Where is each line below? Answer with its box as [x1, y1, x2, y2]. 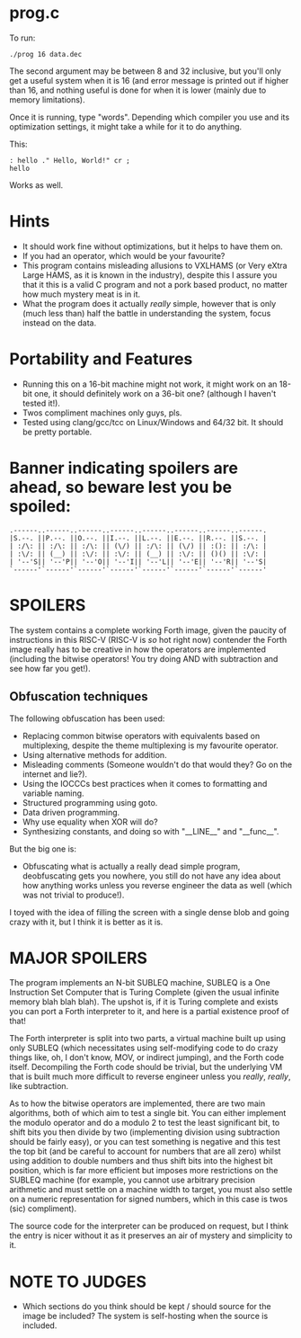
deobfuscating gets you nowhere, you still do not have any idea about [22, 870, 281, 881]
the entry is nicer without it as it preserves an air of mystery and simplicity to [9, 1230, 293, 1241]
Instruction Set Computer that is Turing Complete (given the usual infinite [9, 987, 280, 998]
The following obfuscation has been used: [9, 713, 165, 724]
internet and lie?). [22, 768, 88, 780]
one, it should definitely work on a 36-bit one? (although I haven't [34, 388, 277, 398]
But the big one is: [9, 843, 76, 854]
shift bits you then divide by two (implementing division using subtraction [9, 1127, 280, 1137]
